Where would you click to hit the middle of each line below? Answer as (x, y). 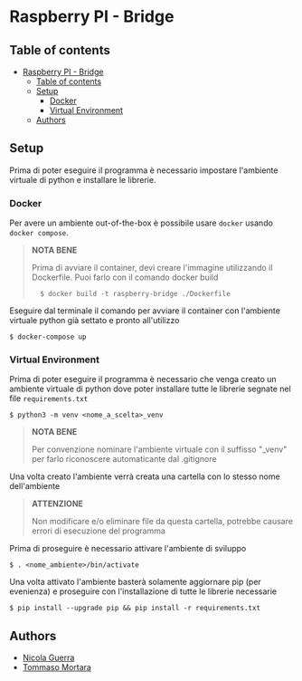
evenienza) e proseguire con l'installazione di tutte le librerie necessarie (143, 591)
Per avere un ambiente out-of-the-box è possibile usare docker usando (142, 223)
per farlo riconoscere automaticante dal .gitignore (124, 459)
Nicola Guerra (48, 657)
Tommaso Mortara (57, 667)
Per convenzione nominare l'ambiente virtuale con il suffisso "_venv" (159, 449)
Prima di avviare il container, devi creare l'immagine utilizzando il (152, 268)
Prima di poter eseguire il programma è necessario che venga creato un (143, 379)
